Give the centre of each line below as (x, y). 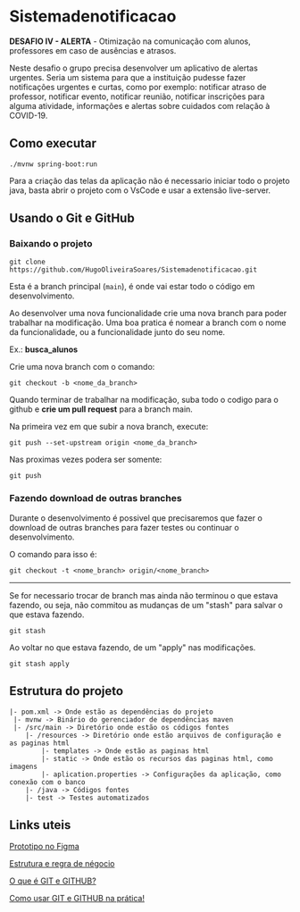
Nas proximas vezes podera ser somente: (86, 460)
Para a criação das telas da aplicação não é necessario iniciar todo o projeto (150, 180)
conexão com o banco (48, 782)
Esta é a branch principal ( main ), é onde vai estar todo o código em (132, 287)
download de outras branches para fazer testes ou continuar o (124, 527)
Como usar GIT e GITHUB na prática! (77, 899)
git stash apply (39, 664)
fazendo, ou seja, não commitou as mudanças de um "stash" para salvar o (146, 605)
